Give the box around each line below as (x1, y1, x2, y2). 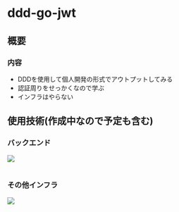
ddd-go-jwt (7, 5, 76, 21)
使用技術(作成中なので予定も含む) (7, 115, 154, 127)
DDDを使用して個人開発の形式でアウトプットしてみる (17, 75, 173, 83)
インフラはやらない (17, 92, 74, 101)
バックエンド (7, 138, 51, 148)
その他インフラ (7, 180, 58, 190)
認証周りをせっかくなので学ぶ (17, 83, 104, 92)
